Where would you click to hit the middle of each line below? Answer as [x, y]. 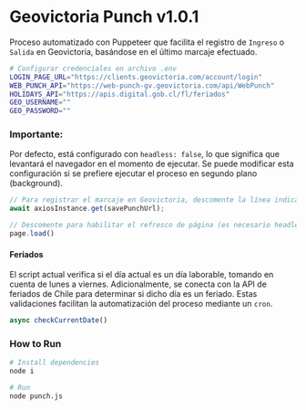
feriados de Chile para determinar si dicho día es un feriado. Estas [133, 294]
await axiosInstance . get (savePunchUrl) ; [87, 209]
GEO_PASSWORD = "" [40, 111]
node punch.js [36, 396]
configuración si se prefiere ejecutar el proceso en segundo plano [133, 173]
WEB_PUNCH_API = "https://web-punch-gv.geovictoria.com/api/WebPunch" [142, 85]
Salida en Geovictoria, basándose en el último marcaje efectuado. [133, 51]
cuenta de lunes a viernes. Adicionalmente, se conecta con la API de [138, 284]
